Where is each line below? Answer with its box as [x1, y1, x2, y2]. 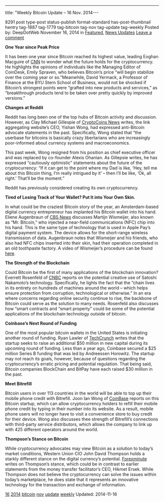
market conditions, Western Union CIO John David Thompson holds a [5, 451, 145, 457]
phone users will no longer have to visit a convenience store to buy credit [5, 411, 152, 417]
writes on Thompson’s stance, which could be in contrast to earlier [5, 461, 139, 467]
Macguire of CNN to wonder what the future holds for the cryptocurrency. [5, 59, 154, 64]
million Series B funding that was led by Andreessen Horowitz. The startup [5, 351, 155, 356]
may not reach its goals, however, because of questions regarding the [5, 356, 145, 361]
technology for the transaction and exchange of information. [5, 482, 126, 487]
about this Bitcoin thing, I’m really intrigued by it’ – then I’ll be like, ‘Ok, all [5, 170, 151, 176]
